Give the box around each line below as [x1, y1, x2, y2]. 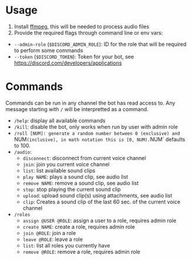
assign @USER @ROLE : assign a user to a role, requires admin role [22, 217, 177, 224]
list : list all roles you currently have [22, 242, 110, 249]
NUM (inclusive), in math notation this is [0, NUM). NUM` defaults [14, 136, 186, 143]
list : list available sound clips [22, 167, 96, 174]
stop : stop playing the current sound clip [22, 186, 121, 193]
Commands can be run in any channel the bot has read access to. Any [5, 99, 176, 106]
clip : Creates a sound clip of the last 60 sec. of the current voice [22, 198, 180, 205]
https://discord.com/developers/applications [14, 59, 122, 66]
